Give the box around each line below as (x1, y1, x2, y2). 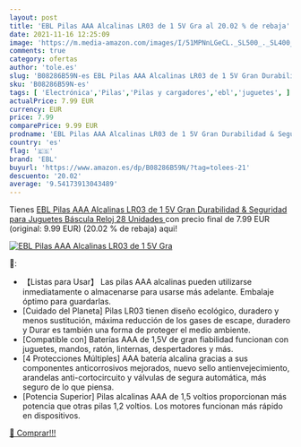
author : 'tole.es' (9, 64, 78, 73)
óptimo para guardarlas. (21, 297, 112, 307)
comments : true (9, 47, 66, 56)
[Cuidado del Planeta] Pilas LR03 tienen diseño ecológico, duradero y (21, 305, 279, 316)
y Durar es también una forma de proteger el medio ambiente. (21, 324, 251, 336)
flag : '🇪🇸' (9, 146, 54, 155)
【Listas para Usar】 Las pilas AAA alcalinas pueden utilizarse (21, 277, 253, 288)
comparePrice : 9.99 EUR (9, 122, 99, 131)
